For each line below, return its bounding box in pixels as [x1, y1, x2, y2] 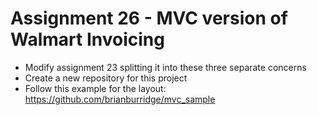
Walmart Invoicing [10, 28, 165, 51]
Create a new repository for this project [24, 72, 188, 84]
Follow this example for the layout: [24, 82, 167, 94]
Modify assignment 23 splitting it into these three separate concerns [24, 61, 307, 73]
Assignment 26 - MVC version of [10, 7, 288, 30]
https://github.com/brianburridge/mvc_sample [24, 93, 216, 105]
